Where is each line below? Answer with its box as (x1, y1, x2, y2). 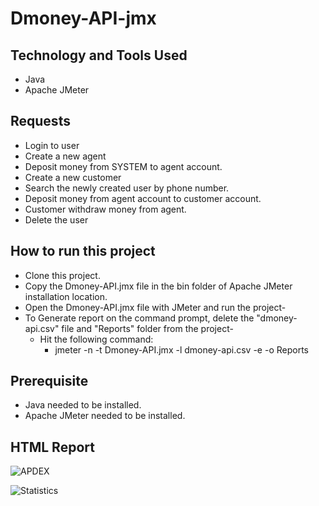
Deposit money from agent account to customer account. (24, 192, 262, 204)
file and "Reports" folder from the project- (61, 322, 234, 334)
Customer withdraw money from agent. (24, 203, 187, 215)
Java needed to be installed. (24, 399, 142, 411)
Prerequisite (10, 373, 89, 390)
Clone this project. (24, 269, 101, 281)
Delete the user (24, 213, 89, 226)
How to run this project (10, 243, 156, 260)
